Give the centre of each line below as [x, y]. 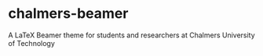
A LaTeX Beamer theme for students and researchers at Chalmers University [131, 35]
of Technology [31, 43]
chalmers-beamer [68, 14]
